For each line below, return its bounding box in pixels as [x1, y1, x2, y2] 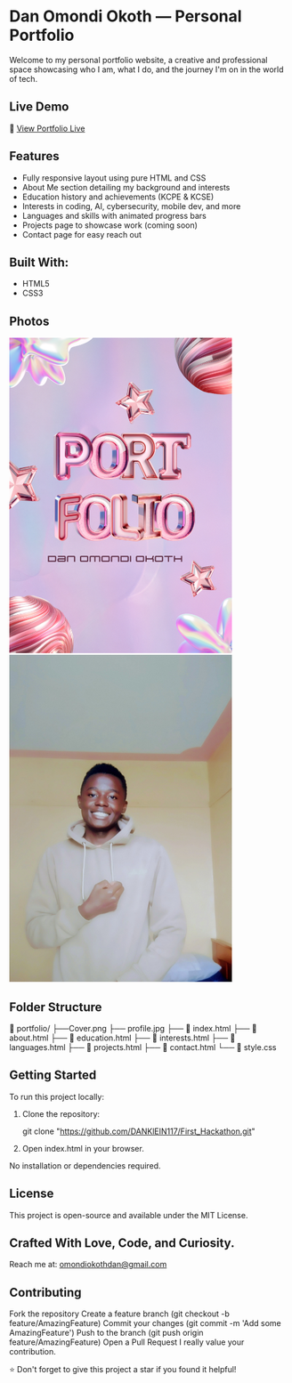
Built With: [9, 255, 69, 270]
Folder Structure [9, 999, 102, 1015]
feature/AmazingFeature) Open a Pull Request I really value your [9, 1337, 245, 1347]
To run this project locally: [9, 1091, 105, 1102]
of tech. [9, 73, 38, 84]
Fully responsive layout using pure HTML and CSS [21, 172, 207, 183]
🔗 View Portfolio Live [9, 123, 85, 133]
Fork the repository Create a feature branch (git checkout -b [9, 1308, 230, 1319]
